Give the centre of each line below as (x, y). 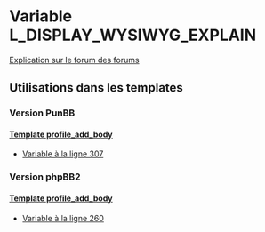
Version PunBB (42, 113)
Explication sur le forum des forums (74, 60)
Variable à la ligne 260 (63, 218)
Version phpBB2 (45, 177)
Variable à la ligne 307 (63, 154)
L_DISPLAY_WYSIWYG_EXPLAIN (133, 35)
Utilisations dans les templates (96, 88)
